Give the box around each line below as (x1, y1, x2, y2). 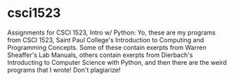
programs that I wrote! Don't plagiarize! (7, 66, 121, 74)
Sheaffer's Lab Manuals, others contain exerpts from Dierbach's (7, 51, 193, 59)
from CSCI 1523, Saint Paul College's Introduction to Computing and (7, 35, 204, 44)
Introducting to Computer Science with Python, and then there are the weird (7, 58, 227, 66)
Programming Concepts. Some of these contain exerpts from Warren (7, 43, 207, 51)
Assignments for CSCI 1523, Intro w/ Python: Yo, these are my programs (7, 28, 216, 37)
